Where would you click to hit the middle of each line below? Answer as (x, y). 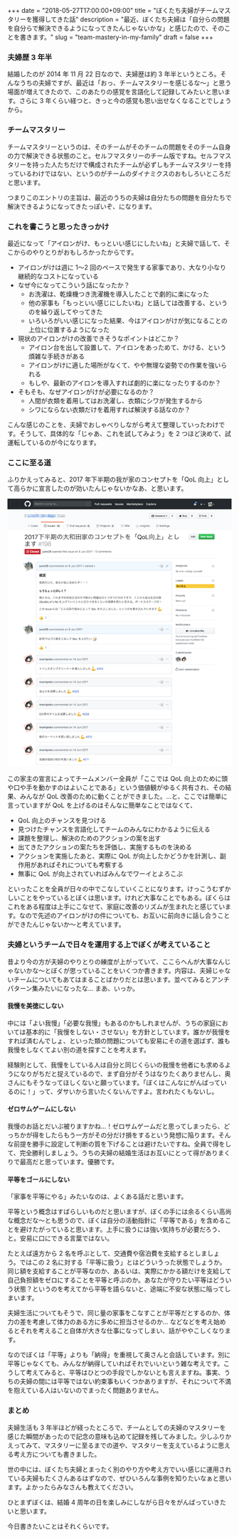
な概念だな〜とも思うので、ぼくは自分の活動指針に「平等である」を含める (116, 1220)
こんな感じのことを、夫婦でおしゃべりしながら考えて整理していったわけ (113, 425)
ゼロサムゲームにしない (42, 1109)
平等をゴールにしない (38, 1179)
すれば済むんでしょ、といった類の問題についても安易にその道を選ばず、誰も (119, 1041)
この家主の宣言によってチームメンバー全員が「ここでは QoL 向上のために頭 (118, 779)
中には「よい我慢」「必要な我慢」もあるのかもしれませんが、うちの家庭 (112, 1023)
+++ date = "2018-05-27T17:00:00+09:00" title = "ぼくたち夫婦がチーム (113, 10)
